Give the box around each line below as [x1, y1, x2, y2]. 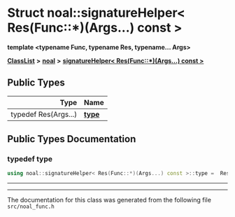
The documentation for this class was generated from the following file [7, 196, 212, 204]
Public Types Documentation [7, 133, 136, 145]
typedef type [7, 154, 52, 164]
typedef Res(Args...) [10, 109, 78, 119]
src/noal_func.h [7, 203, 55, 211]
